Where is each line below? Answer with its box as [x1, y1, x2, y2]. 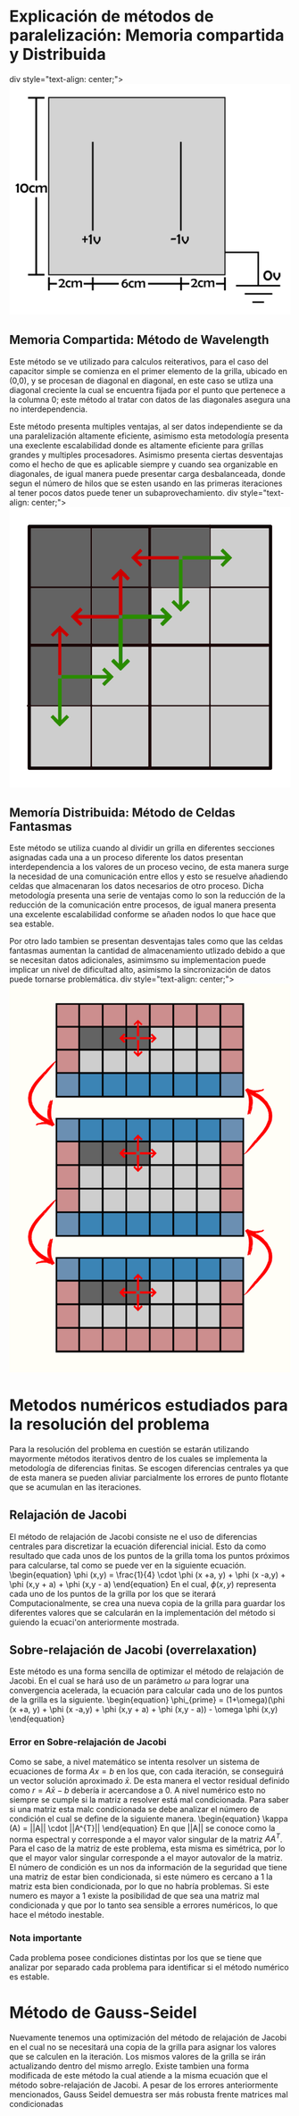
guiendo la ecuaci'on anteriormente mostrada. [9, 1617, 179, 1627]
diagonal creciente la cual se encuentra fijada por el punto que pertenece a [9, 384, 286, 395]
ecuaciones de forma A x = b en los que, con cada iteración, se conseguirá [9, 1766, 284, 1777]
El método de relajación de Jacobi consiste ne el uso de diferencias [9, 1531, 258, 1542]
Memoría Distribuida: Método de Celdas [9, 805, 236, 820]
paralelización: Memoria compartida [9, 25, 285, 46]
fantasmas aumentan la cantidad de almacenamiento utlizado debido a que [9, 945, 286, 957]
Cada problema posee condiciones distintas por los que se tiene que [9, 1952, 262, 1962]
